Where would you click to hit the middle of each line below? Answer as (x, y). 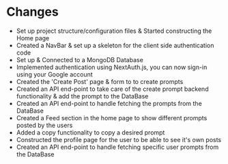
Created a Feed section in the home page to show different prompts (112, 118)
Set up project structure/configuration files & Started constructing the (114, 31)
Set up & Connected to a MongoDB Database (80, 59)
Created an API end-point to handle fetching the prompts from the (109, 103)
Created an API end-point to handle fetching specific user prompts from (117, 147)
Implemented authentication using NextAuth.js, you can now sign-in (112, 67)
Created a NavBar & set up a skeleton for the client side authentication (115, 45)
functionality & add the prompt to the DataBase (82, 96)
